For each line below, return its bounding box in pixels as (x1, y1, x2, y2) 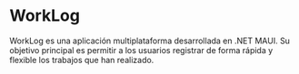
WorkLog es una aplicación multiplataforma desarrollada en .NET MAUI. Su (9, 35, 291, 46)
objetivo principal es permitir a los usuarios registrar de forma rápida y (9, 44, 274, 55)
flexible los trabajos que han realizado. (9, 54, 154, 65)
